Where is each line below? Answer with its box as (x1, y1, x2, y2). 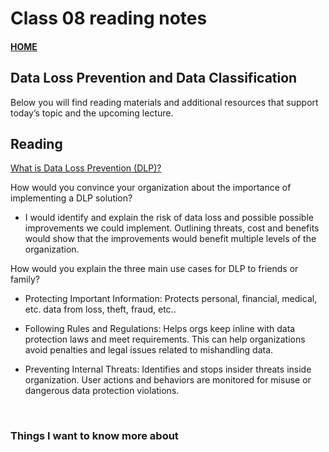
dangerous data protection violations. (24, 385, 180, 397)
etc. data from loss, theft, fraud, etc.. (24, 303, 177, 316)
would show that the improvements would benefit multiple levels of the (24, 233, 317, 245)
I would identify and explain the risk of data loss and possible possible (24, 212, 314, 224)
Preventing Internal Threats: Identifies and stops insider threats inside (24, 363, 312, 376)
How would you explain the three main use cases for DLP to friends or (10, 263, 299, 275)
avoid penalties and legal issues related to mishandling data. (24, 344, 274, 356)
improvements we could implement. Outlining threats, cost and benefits (24, 222, 320, 234)
